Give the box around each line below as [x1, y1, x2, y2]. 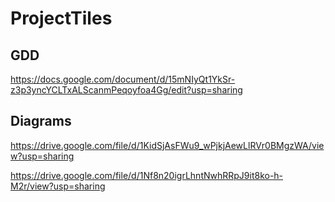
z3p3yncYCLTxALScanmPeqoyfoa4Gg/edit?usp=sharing [10, 84, 243, 96]
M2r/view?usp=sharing [10, 180, 106, 192]
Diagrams [10, 113, 72, 130]
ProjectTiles [10, 7, 113, 30]
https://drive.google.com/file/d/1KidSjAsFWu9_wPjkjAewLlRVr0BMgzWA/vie [10, 139, 325, 151]
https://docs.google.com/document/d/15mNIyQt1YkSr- [10, 73, 236, 85]
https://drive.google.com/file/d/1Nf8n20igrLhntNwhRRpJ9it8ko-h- [10, 169, 284, 181]
